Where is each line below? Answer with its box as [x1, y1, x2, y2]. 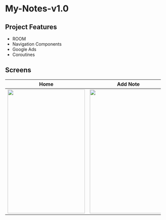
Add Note [117, 80, 140, 87]
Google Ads [12, 47, 37, 52]
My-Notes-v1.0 [5, 3, 69, 14]
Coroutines [12, 52, 35, 57]
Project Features [5, 23, 57, 31]
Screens [5, 66, 31, 74]
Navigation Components [12, 41, 62, 47]
